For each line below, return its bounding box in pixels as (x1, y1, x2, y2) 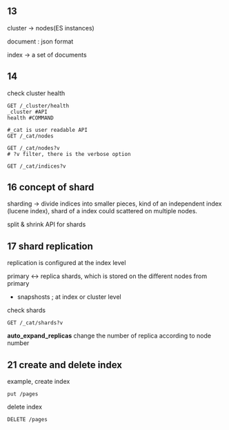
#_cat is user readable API (7, 126, 88, 133)
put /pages (7, 391, 39, 398)
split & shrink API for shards (7, 220, 86, 228)
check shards (7, 306, 46, 315)
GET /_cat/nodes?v (7, 144, 60, 151)
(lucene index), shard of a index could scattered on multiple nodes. (7, 207, 198, 215)
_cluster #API (7, 108, 48, 115)
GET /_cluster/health (7, 102, 70, 109)
